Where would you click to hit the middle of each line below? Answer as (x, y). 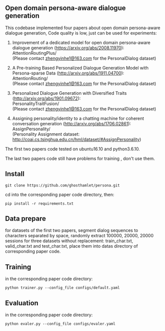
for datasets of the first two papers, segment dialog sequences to (72, 230)
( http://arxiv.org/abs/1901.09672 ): (47, 98)
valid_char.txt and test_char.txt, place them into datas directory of (71, 246)
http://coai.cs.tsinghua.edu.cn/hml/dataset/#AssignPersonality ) (77, 139)
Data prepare (26, 219)
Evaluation (22, 303)
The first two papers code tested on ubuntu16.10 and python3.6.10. (73, 149)
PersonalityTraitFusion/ (35, 104)
